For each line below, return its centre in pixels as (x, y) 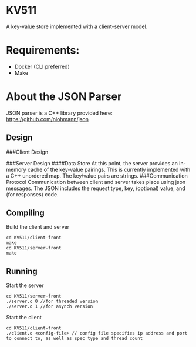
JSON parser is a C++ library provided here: (59, 113)
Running (22, 271)
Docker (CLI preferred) (42, 66)
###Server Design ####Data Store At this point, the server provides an (92, 163)
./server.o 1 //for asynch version (50, 306)
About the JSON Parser (64, 97)
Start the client (24, 318)
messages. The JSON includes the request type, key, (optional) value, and (96, 188)
